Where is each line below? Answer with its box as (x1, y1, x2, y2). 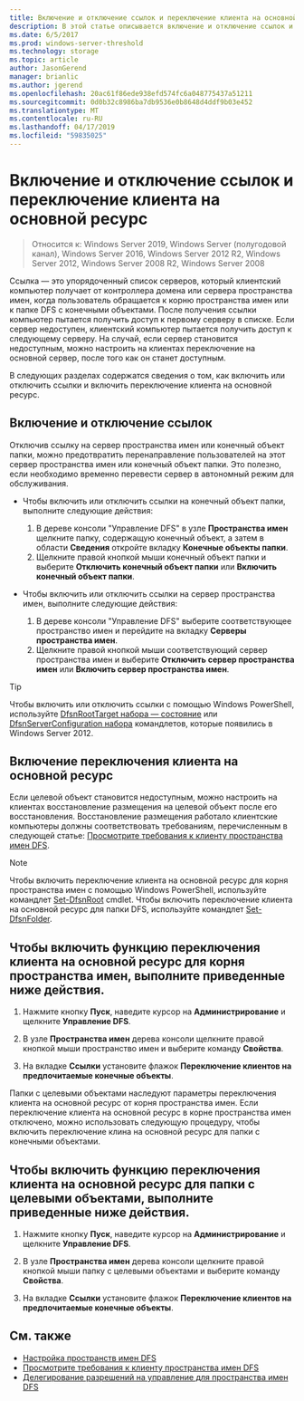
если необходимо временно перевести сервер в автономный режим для (9, 468, 294, 479)
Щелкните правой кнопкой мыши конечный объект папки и (35, 552, 267, 562)
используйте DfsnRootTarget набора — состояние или (9, 708, 218, 719)
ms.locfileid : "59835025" (9, 131, 107, 140)
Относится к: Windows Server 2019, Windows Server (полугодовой (31, 238, 287, 249)
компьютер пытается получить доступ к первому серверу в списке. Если (9, 313, 295, 324)
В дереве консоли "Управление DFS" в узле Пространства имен (35, 523, 289, 533)
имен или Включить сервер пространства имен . (35, 663, 230, 675)
